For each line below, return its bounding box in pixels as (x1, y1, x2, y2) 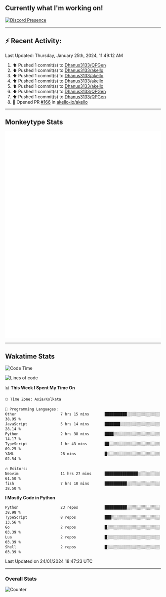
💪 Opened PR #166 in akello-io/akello (12, 99, 88, 105)
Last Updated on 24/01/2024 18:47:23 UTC (5, 558, 93, 564)
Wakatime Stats (5, 352, 55, 360)
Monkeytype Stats (5, 118, 63, 126)
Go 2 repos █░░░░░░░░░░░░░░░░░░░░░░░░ (5, 525, 161, 530)
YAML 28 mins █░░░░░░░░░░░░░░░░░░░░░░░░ (5, 451, 161, 457)
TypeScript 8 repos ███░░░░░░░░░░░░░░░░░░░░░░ (5, 515, 161, 520)
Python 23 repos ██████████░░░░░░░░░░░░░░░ (5, 505, 161, 510)
